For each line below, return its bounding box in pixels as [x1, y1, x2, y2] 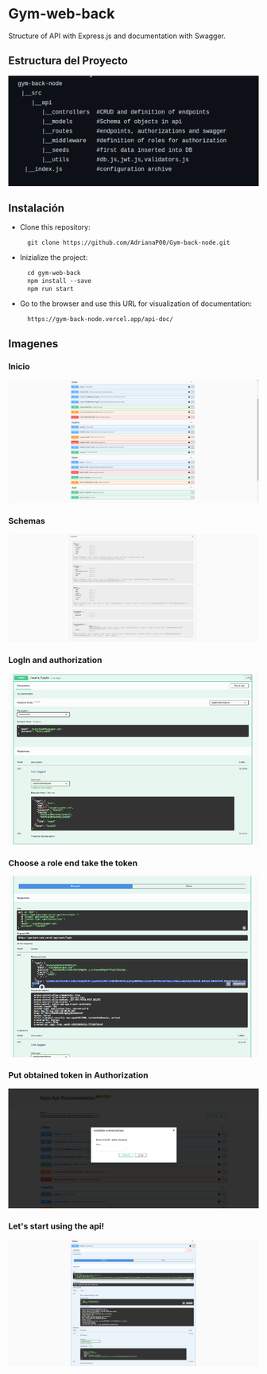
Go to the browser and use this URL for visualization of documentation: [19, 299, 253, 308]
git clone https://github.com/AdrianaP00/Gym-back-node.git [27, 239, 230, 247]
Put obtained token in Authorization [8, 1070, 149, 1081]
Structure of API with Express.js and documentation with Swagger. [8, 31, 226, 41]
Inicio [8, 361, 30, 372]
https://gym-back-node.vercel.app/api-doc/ [27, 315, 173, 323]
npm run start [27, 285, 74, 293]
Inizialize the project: [19, 253, 88, 262]
